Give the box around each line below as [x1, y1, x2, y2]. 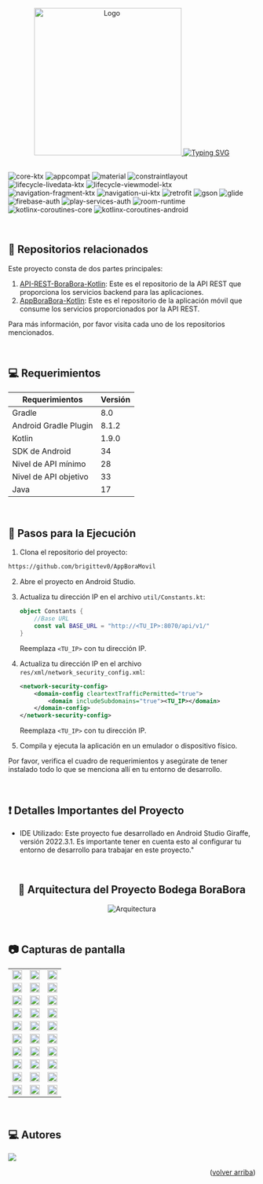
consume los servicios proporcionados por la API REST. [19, 303, 200, 314]
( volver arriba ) [209, 1167, 256, 1177]
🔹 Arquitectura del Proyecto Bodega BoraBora [18, 883, 246, 896]
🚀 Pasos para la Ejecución [8, 527, 136, 540]
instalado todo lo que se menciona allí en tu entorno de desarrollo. [8, 765, 222, 774]
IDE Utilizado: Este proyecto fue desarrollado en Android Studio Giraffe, [19, 829, 251, 837]
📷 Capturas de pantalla [8, 943, 126, 957]
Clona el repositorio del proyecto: [19, 547, 128, 557]
